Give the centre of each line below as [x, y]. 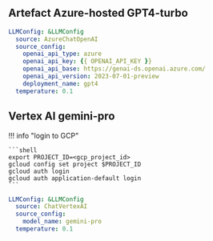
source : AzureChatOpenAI [57, 39]
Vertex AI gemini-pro [62, 116]
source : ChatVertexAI [52, 207]
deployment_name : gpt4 [60, 83]
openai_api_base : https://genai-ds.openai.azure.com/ [114, 69]
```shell [23, 150]
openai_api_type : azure [62, 54]
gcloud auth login [39, 171]
